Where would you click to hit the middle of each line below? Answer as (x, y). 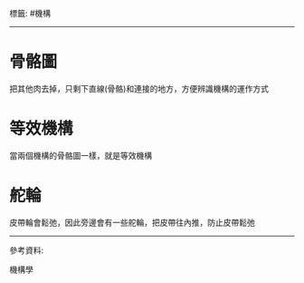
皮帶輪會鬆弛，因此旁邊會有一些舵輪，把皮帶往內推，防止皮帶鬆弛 (132, 222)
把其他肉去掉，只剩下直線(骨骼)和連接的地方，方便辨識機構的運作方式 (139, 88)
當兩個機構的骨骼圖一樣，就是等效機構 (81, 155)
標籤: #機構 (30, 13)
